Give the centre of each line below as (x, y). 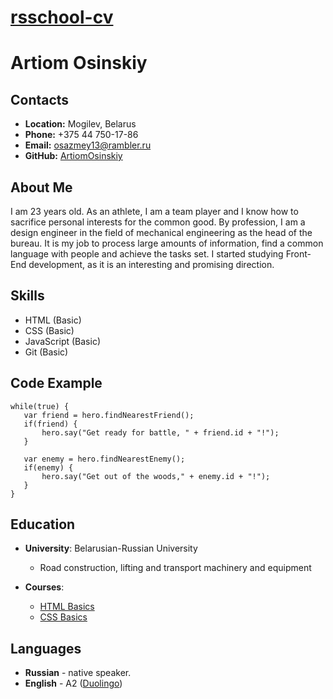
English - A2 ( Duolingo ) (73, 683)
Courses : (44, 587)
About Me (41, 187)
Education (43, 524)
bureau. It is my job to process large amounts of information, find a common (167, 243)
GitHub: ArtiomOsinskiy (73, 156)
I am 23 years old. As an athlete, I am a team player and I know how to (154, 211)
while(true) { (40, 406)
